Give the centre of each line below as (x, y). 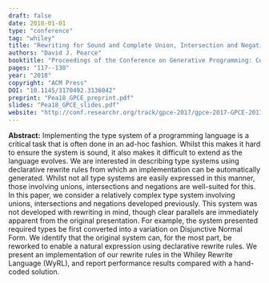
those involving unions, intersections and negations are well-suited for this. (132, 186)
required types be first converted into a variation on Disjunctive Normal (125, 229)
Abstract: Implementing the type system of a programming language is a (129, 135)
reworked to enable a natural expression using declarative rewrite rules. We (133, 246)
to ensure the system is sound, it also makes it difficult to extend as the (125, 152)
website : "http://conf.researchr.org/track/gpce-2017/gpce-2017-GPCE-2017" (137, 113)
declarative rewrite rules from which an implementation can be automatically (134, 170)
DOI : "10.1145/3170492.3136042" (62, 90)
